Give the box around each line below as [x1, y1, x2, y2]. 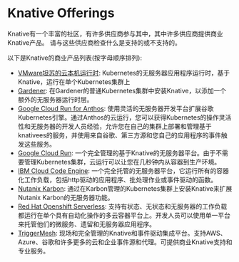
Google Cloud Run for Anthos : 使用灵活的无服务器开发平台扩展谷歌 [17, 104, 214, 112]
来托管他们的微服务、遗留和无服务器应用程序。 [17, 219, 156, 229]
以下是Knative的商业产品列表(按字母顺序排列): [7, 53, 143, 62]
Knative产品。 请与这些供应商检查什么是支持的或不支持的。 [7, 38, 182, 47]
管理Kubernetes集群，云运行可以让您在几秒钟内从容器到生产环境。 [24, 157, 221, 166]
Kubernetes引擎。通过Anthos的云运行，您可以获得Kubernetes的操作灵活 [17, 112, 232, 122]
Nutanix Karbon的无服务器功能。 [17, 193, 114, 201]
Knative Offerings [7, 5, 115, 21]
